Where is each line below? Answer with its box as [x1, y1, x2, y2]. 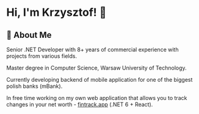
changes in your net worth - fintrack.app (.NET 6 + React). [6, 101, 153, 108]
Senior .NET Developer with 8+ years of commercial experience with [6, 46, 179, 53]
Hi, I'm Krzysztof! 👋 [6, 5, 107, 20]
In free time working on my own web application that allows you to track [6, 94, 187, 101]
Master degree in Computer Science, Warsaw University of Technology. [6, 64, 187, 71]
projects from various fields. [6, 52, 78, 60]
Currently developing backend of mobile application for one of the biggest [6, 76, 193, 83]
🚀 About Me [6, 30, 52, 40]
